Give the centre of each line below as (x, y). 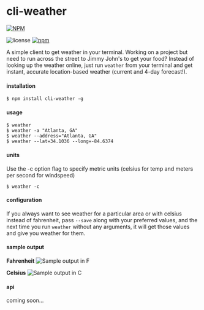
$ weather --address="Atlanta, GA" (52, 136)
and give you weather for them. (46, 233)
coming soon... (25, 300)
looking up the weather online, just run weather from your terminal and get (100, 65)
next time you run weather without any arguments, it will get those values (98, 227)
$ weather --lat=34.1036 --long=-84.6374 (60, 141)
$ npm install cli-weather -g (45, 99)
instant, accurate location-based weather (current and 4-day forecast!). (97, 71)
